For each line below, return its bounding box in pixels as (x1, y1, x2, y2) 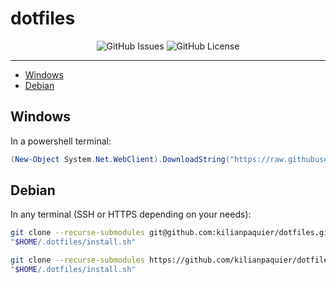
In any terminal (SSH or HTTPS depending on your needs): (10, 208, 252, 221)
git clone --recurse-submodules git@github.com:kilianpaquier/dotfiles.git (10, 228, 333, 238)
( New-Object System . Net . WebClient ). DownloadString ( (10, 154, 230, 164)
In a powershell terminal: (10, 135, 112, 147)
